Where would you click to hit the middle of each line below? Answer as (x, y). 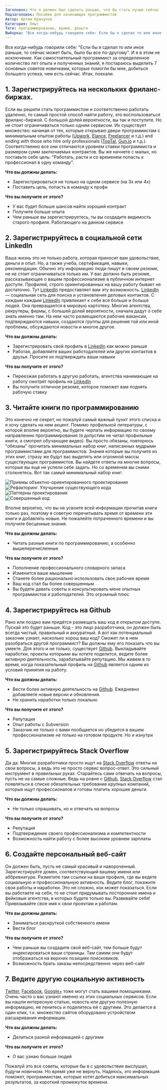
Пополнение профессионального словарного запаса (69, 568)
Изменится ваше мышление (42, 573)
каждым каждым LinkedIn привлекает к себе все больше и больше (77, 300)
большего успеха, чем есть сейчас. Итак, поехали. (60, 74)
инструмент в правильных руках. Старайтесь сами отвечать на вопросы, (84, 773)
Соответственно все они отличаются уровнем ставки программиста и (81, 146)
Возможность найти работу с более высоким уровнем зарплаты (82, 839)
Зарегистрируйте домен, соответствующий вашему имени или (73, 871)
